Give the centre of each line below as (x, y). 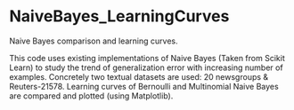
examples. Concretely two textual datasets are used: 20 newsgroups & (139, 76)
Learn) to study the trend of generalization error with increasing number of (146, 67)
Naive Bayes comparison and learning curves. (94, 41)
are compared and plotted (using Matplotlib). (91, 96)
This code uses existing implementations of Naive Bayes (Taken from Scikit (147, 58)
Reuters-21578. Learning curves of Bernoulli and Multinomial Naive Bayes (144, 86)
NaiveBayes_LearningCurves (119, 16)
